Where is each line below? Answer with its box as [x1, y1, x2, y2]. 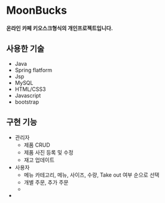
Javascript [14, 92, 41, 99]
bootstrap [14, 98, 39, 105]
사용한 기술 [6, 44, 45, 54]
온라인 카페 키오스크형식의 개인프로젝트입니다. [6, 25, 114, 32]
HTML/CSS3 [14, 85, 46, 93]
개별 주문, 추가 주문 [23, 179, 69, 186]
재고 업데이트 [23, 156, 55, 163]
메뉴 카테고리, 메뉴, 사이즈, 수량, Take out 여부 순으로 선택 [23, 171, 160, 178]
